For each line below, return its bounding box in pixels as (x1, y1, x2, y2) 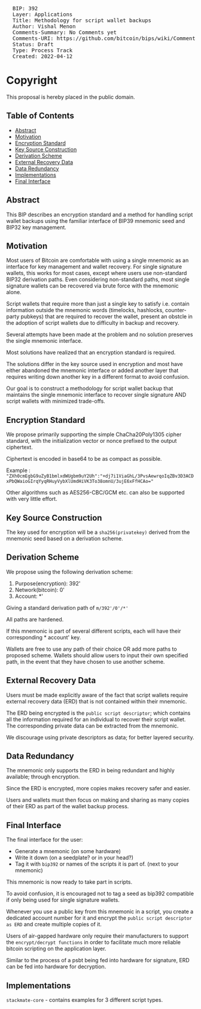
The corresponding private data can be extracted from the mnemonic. (6, 722, 179, 729)
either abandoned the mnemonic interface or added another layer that (6, 367, 179, 374)
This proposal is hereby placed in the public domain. (6, 93, 136, 101)
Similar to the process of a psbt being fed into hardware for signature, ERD (6, 957, 190, 964)
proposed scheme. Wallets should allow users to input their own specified (6, 651, 188, 658)
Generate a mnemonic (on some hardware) (14, 848, 121, 855)
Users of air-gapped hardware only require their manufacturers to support (6, 932, 189, 939)
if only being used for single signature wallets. (6, 896, 120, 904)
